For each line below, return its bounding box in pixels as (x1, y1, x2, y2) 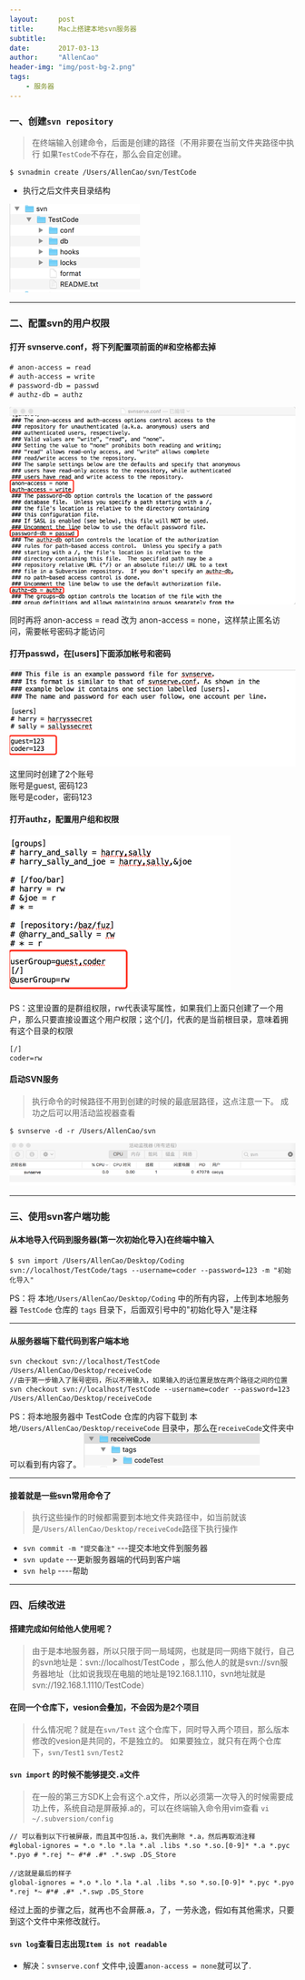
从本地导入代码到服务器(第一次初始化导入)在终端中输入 (9, 1234, 215, 1245)
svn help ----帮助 (22, 1566, 89, 1577)
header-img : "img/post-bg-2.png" (9, 63, 136, 72)
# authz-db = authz (9, 391, 84, 400)
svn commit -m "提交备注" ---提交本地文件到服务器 (22, 1543, 209, 1554)
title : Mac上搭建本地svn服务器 (9, 24, 137, 34)
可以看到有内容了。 (9, 1459, 82, 1470)
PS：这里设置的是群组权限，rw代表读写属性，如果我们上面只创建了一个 (9, 1002, 276, 1013)
